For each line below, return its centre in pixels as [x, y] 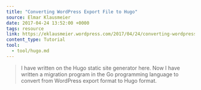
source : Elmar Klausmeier [38, 17]
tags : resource [25, 28]
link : [13, 34]
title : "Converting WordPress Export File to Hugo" [72, 12]
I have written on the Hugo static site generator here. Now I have [100, 68]
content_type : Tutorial [36, 40]
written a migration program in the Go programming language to [100, 74]
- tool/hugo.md [31, 51]
